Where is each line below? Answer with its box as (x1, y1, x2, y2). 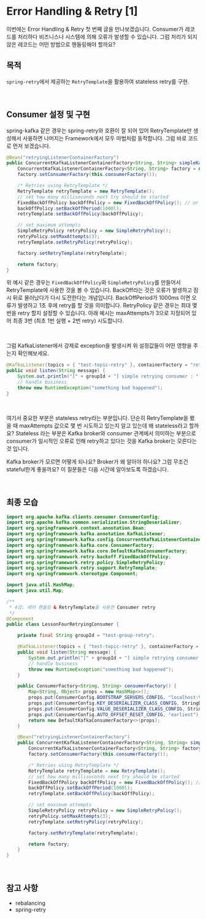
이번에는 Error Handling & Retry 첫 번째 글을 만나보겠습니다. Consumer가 (6, 25, 184, 32)
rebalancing (15, 899, 46, 907)
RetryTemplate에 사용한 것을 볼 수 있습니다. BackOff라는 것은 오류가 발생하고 (6, 286, 193, 294)
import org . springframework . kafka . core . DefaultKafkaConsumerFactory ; (6, 547, 188, 554)
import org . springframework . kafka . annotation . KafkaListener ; (6, 531, 166, 537)
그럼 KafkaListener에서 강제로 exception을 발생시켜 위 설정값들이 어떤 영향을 (6, 342, 192, 349)
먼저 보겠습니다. (12, 142, 51, 150)
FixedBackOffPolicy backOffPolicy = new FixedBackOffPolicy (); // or (17, 199, 199, 206)
